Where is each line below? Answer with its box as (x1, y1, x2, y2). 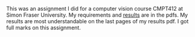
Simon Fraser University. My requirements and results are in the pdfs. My (6, 11, 188, 18)
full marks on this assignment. (6, 24, 82, 31)
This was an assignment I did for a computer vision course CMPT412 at (6, 5, 183, 12)
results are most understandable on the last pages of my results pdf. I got (6, 18, 189, 24)
